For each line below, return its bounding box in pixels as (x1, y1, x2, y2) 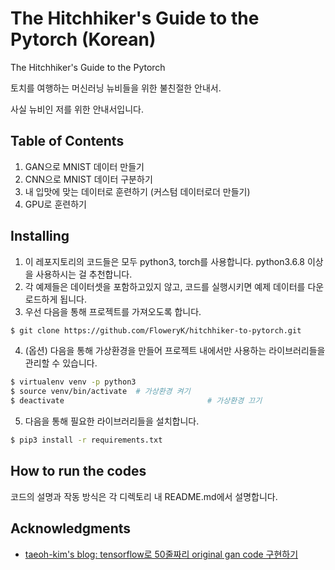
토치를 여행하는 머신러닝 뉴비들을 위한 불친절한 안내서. (10, 82, 222, 94)
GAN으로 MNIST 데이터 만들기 (24, 160, 145, 172)
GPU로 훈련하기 (24, 198, 87, 210)
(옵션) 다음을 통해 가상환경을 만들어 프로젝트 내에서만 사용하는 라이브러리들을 (24, 345, 326, 357)
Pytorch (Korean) (10, 28, 157, 51)
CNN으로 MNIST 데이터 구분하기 (24, 173, 153, 185)
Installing (10, 228, 70, 245)
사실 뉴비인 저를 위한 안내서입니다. (10, 103, 144, 115)
